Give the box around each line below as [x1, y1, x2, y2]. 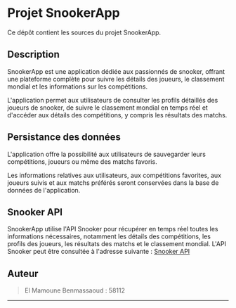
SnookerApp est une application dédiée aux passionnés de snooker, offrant [7, 67, 225, 75]
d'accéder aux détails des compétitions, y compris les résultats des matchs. [7, 110, 228, 119]
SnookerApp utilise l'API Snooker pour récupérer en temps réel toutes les [7, 225, 219, 233]
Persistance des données [7, 131, 122, 143]
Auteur [7, 267, 39, 279]
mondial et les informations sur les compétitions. [7, 82, 148, 91]
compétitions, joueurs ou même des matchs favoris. [7, 157, 157, 166]
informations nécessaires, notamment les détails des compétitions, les [7, 232, 211, 240]
